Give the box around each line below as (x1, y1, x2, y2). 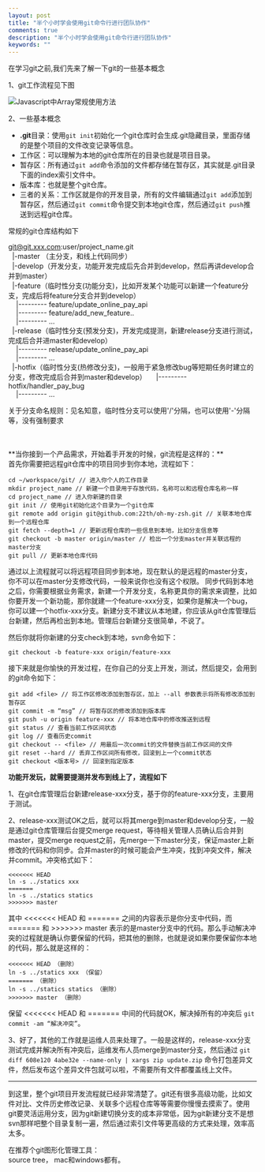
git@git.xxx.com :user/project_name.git (8, 242, 134, 252)
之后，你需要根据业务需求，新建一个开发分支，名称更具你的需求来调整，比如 (8, 586, 257, 596)
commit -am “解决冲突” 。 (8, 1019, 85, 1028)
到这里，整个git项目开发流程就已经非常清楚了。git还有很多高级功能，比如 (8, 1089, 246, 1099)
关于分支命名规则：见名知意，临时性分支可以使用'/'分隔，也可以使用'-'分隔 (8, 406, 251, 415)
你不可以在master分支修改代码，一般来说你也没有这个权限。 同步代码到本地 (8, 577, 254, 586)
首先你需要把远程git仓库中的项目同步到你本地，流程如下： (8, 459, 196, 469)
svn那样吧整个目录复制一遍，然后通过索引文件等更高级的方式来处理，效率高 (8, 1118, 255, 1129)
